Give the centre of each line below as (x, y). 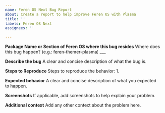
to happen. (16, 86)
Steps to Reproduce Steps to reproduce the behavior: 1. (62, 71)
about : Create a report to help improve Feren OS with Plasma (71, 14)
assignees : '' (20, 28)
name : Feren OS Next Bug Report (38, 10)
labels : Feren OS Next (28, 24)
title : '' (15, 19)
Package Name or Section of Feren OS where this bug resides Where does (82, 47)
